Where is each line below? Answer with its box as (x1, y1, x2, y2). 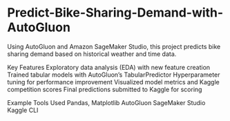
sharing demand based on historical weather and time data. (7, 50, 177, 58)
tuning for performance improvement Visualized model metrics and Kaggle (7, 77, 220, 86)
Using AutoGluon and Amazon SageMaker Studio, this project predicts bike (7, 42, 221, 50)
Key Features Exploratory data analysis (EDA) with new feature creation (7, 63, 211, 71)
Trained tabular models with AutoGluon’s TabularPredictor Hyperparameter (7, 71, 220, 79)
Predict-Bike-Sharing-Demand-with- (7, 5, 224, 21)
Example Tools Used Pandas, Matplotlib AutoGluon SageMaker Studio (7, 98, 206, 106)
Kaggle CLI (7, 106, 39, 114)
